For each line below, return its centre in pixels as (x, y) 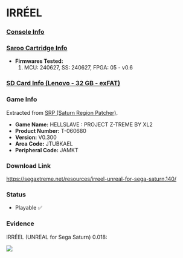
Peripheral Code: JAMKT (47, 150)
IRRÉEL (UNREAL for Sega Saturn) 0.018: (57, 237)
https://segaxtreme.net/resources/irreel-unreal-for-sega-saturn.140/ (91, 179)
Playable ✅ (29, 208)
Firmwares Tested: (39, 61)
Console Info (25, 32)
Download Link (29, 166)
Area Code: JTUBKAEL (44, 144)
